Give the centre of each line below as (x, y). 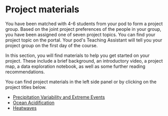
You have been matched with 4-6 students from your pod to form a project (84, 24)
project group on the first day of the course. (52, 45)
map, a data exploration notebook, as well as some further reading (75, 66)
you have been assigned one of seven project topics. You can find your (80, 34)
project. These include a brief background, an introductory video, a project (84, 61)
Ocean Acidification (34, 102)
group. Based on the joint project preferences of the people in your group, (83, 29)
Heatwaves (25, 108)
